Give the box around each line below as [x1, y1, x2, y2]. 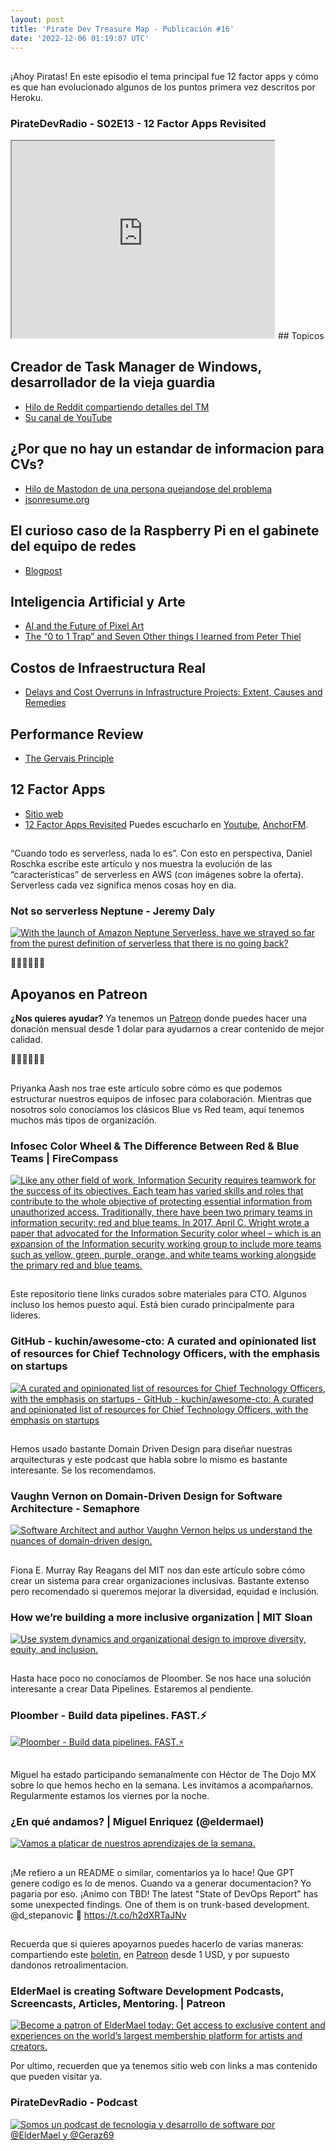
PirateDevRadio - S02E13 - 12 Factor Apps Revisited [10, 116, 267, 130]
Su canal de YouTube [24, 411, 113, 423]
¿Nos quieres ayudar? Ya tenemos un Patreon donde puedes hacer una [10, 1012, 308, 1025]
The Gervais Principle [24, 752, 115, 764]
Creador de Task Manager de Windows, [10, 359, 262, 376]
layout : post [10, 14, 65, 25]
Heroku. [10, 91, 43, 103]
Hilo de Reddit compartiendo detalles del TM [24, 401, 210, 413]
